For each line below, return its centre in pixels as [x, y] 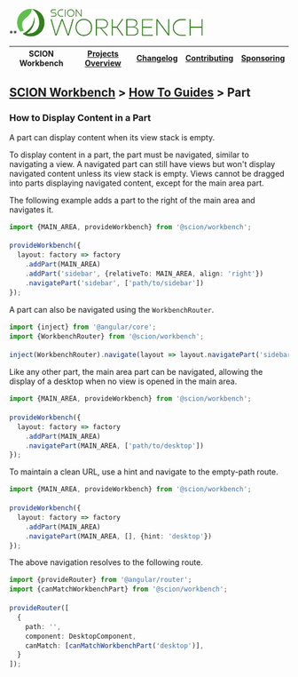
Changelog [157, 58]
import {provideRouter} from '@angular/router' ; [101, 580]
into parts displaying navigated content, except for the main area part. [137, 183]
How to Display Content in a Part [80, 118]
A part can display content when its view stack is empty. [112, 137]
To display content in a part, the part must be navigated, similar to [129, 155]
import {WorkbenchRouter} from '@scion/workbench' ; [106, 336]
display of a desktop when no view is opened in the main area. [123, 381]
